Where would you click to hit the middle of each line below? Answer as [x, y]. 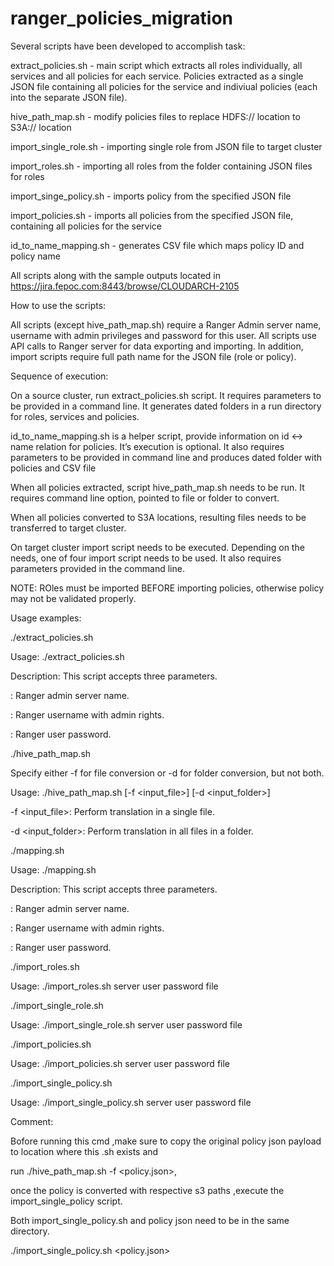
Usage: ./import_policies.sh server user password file [120, 1063]
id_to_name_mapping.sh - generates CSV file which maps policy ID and [157, 245]
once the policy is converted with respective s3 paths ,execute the [147, 1190]
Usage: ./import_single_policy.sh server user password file [131, 1102]
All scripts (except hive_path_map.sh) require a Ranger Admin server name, [166, 324]
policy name [35, 256]
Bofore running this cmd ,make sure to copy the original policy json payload [166, 1141]
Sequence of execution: [59, 376]
